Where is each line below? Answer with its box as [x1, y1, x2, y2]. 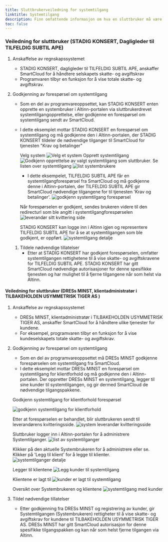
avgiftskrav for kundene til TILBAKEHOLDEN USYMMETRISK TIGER [19, 516, 158, 522]
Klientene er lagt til [12, 476, 51, 482]
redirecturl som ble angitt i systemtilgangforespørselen [19, 209, 133, 215]
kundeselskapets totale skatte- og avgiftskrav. [19, 335, 115, 341]
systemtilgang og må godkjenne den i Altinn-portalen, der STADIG [19, 131, 156, 138]
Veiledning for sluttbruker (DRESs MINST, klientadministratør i [5, 288, 137, 294]
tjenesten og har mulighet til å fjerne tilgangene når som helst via [27, 271, 161, 277]
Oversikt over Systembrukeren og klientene [12, 486, 102, 492]
